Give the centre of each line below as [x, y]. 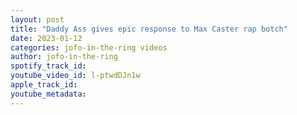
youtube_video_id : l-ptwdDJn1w [75, 76]
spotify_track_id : [48, 66]
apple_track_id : [44, 85]
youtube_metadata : [48, 94]
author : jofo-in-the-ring [64, 57]
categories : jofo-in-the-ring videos [89, 47]
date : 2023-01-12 [46, 38]
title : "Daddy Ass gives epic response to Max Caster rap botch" [149, 29]
